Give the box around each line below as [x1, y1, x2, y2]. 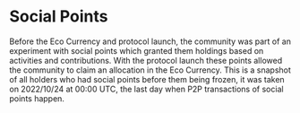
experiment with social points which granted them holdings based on [9, 45, 264, 56]
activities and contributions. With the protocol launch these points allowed [9, 55, 283, 65]
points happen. [9, 92, 65, 104]
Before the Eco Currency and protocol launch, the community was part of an [9, 36, 291, 47]
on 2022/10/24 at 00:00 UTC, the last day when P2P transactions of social [9, 83, 284, 94]
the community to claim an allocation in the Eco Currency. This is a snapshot [9, 65, 291, 75]
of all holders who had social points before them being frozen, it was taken [9, 74, 285, 84]
